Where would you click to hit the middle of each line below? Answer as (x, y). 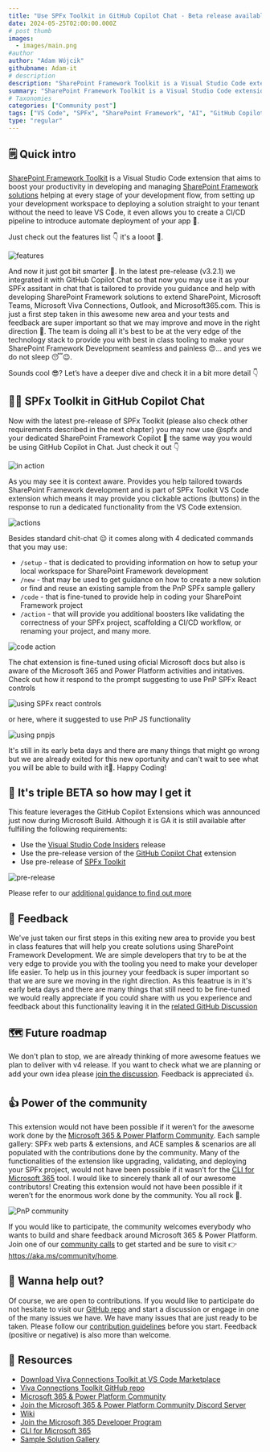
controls (22, 688)
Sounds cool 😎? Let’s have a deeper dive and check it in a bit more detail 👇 (133, 372)
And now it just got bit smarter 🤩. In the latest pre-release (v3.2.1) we (122, 271)
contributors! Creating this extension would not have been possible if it (125, 1187)
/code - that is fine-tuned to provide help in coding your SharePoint (131, 597)
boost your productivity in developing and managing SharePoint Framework (133, 186)
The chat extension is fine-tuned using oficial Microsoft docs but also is (127, 662)
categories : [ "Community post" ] (62, 106)
